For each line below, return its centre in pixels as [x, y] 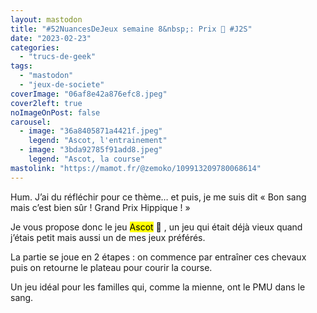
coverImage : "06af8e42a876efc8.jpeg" [89, 94]
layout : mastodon [46, 19]
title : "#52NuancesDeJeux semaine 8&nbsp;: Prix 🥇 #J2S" [131, 29]
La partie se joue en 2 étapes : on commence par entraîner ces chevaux [158, 257]
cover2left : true [46, 103]
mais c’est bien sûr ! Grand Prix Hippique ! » [100, 207]
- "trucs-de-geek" [58, 57]
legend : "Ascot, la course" [86, 159]
